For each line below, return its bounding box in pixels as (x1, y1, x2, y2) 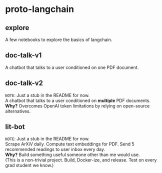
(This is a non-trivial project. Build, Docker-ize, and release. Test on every (5, 157, 157, 163)
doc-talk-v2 (5, 79, 43, 87)
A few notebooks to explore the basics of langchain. (5, 36, 112, 42)
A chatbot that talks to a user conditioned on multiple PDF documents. (5, 97, 151, 103)
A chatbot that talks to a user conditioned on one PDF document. (5, 64, 139, 70)
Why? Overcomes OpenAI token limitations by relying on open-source (5, 102, 150, 108)
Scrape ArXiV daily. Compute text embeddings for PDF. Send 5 (5, 141, 135, 147)
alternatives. (5, 108, 31, 114)
